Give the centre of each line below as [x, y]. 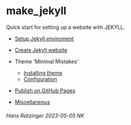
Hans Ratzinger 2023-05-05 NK [45, 116]
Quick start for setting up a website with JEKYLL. [65, 27]
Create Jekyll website [41, 50]
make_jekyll [36, 11]
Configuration [40, 79]
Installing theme [43, 73]
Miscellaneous [32, 102]
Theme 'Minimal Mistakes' [47, 61]
